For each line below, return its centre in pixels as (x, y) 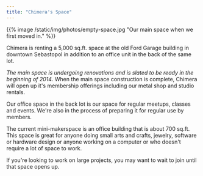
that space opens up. (33, 166)
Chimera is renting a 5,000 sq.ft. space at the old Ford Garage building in (98, 48)
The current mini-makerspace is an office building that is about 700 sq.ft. (98, 128)
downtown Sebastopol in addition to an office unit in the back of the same (99, 54)
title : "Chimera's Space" (39, 12)
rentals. (16, 92)
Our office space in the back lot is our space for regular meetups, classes (98, 104)
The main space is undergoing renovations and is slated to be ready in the (100, 72)
